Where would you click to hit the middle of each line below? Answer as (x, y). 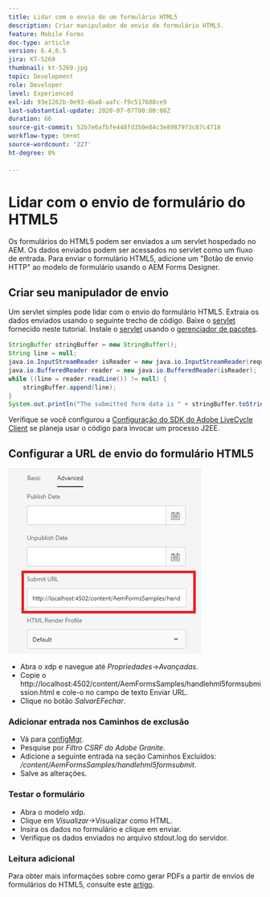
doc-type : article (39, 43)
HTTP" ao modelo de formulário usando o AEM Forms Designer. (114, 267)
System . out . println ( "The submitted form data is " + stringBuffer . (124, 404)
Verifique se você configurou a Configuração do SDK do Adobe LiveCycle (131, 420)
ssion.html (37, 692)
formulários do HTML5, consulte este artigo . (82, 884)
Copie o (33, 676)
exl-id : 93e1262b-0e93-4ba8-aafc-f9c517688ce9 (88, 102)
